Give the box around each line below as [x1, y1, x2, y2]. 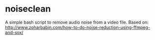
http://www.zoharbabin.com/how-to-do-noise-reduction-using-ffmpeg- [5, 24, 150, 30]
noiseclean [5, 3, 51, 14]
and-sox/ [5, 29, 23, 35]
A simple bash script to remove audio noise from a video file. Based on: [5, 19, 149, 25]
